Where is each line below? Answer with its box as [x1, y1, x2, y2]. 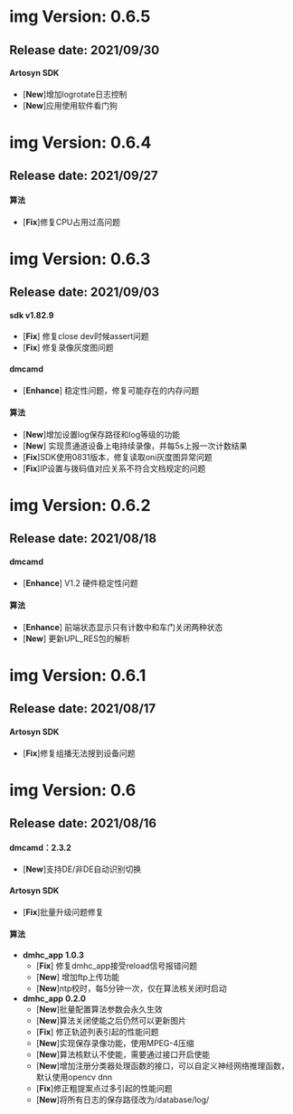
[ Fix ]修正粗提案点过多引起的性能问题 [35, 1082, 173, 1093]
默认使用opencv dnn [35, 1072, 113, 1082]
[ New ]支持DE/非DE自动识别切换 [22, 864, 142, 874]
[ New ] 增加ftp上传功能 [35, 971, 120, 982]
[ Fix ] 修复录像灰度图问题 [22, 342, 115, 354]
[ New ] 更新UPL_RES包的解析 [22, 633, 131, 644]
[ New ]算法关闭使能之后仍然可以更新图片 [35, 1015, 187, 1025]
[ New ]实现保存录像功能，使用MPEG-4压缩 [35, 1037, 194, 1048]
